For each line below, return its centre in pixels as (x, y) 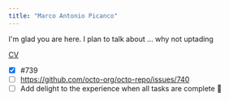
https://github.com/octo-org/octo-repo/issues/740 (105, 79)
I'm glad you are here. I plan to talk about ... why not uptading (111, 39)
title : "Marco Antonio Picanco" (63, 16)
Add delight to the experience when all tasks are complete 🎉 (121, 88)
